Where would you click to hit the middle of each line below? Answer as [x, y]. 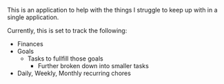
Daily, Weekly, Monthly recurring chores [74, 73]
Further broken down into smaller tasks [93, 66]
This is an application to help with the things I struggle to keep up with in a [113, 10]
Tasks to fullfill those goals [65, 59]
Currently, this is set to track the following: [67, 31]
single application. [33, 17]
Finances [30, 44]
